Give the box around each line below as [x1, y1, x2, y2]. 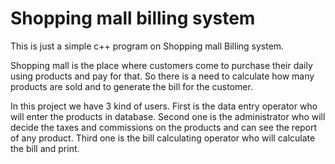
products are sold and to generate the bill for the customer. [10, 80, 253, 92]
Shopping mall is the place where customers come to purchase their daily [10, 59, 313, 71]
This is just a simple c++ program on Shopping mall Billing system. [10, 40, 285, 52]
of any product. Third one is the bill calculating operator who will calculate [10, 132, 316, 144]
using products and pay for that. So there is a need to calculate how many [10, 70, 315, 82]
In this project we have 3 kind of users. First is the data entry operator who [10, 100, 318, 112]
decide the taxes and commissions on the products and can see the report [10, 121, 318, 133]
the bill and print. [10, 142, 80, 154]
